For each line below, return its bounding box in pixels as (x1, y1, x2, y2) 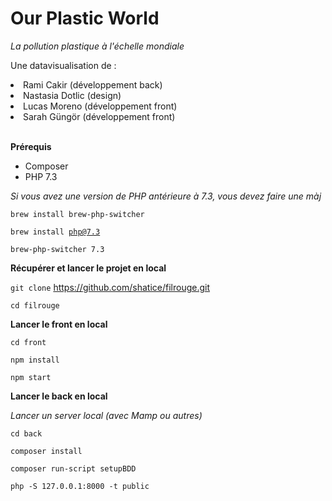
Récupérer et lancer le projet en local (10, 262, 167, 274)
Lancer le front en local (10, 318, 108, 330)
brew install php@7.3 (10, 227, 101, 237)
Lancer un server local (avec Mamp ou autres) (10, 409, 203, 421)
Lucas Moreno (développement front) (23, 100, 178, 112)
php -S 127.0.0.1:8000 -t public (10, 481, 150, 491)
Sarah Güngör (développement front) (23, 110, 176, 122)
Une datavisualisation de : (10, 59, 117, 71)
